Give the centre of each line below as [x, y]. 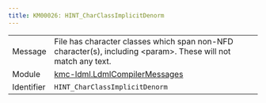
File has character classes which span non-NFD [144, 41]
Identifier [29, 86]
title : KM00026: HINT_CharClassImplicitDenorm [86, 15]
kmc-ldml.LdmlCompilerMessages [119, 74]
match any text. [83, 61]
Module [27, 74]
